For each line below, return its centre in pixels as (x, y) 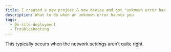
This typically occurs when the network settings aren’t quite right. (75, 44)
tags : (11, 20)
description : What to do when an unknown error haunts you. (71, 15)
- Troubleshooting (30, 29)
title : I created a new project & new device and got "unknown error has (86, 10)
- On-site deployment (33, 24)
